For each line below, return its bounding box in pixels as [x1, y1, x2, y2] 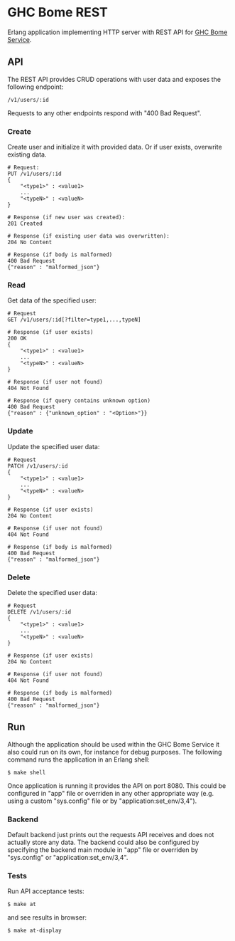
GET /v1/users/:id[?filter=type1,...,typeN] [7, 316, 141, 324]
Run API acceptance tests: [7, 887, 85, 895]
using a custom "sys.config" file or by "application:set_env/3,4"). [7, 797, 197, 805]
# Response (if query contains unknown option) [7, 397, 151, 404]
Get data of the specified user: [7, 296, 97, 305]
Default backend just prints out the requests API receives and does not [7, 831, 214, 839]
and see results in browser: [7, 913, 87, 922]
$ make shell [7, 769, 46, 776]
